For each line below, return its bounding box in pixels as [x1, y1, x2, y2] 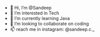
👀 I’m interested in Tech [10, 10, 60, 16]
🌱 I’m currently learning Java [10, 15, 70, 21]
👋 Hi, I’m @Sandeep [10, 5, 52, 10]
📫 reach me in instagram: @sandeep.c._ [10, 26, 95, 32]
